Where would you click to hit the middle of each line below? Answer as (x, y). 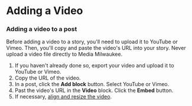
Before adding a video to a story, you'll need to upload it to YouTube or (92, 42)
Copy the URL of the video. (48, 78)
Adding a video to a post (42, 29)
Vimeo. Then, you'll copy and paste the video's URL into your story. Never (96, 48)
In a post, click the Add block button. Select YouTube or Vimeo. (92, 84)
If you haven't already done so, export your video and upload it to (94, 66)
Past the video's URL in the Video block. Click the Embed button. (94, 90)
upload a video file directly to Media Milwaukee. (64, 54)
